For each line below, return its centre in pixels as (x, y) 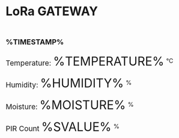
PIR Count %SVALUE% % (62, 127)
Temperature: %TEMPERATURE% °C (89, 61)
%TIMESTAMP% (35, 42)
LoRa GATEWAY (52, 11)
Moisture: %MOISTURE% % (70, 105)
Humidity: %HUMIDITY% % (69, 83)
